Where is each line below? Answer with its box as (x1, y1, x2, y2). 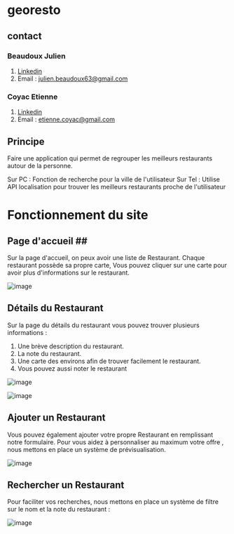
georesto (7, 2, 61, 18)
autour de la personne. (7, 161, 73, 170)
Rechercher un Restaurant (7, 479, 125, 491)
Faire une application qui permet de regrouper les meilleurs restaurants (7, 153, 212, 163)
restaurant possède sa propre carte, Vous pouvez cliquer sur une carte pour (7, 261, 228, 269)
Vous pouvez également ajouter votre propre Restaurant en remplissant (7, 430, 214, 439)
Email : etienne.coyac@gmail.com (17, 115, 116, 124)
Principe (7, 135, 45, 147)
